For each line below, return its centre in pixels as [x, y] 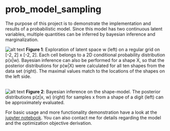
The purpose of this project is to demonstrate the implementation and [78, 23]
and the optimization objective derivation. [49, 123]
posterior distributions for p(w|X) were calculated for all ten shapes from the [85, 65]
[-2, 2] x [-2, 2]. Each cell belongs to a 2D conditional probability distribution [85, 55]
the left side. [18, 76]
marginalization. [22, 40]
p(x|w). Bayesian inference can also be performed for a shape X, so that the [85, 60]
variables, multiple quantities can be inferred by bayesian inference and [80, 34]
